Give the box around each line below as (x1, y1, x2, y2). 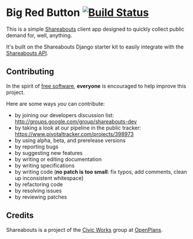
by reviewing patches (14, 193, 67, 201)
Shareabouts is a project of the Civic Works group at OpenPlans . (6, 226, 163, 233)
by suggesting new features (14, 149, 83, 156)
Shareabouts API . (6, 49, 48, 56)
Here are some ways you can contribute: (6, 100, 105, 107)
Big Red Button (6, 6, 80, 20)
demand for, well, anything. (6, 31, 73, 38)
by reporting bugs (14, 143, 59, 150)
